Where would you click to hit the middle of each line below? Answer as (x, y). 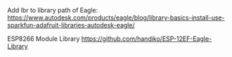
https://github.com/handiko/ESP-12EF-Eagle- (147, 39)
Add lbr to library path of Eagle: (53, 10)
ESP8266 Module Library (44, 39)
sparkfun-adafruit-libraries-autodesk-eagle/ (71, 25)
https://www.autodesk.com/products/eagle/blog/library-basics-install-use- (116, 18)
